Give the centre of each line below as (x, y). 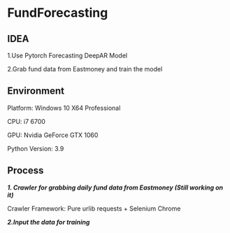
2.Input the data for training (49, 222)
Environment (36, 91)
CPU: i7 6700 (26, 121)
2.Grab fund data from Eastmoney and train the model (85, 69)
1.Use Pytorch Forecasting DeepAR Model (67, 55)
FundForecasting (58, 13)
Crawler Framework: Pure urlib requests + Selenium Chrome (94, 209)
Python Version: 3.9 (36, 148)
